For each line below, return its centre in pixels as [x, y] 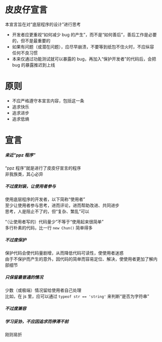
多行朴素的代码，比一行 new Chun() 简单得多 [49, 228]
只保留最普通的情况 [24, 277]
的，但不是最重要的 [31, 41]
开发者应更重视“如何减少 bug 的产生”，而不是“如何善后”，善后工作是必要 [84, 34]
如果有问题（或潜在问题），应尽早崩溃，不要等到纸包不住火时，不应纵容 [83, 47]
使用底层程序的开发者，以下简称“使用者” [45, 199]
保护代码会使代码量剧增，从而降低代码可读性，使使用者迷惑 [64, 253]
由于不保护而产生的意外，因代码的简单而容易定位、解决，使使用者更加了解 [79, 259]
